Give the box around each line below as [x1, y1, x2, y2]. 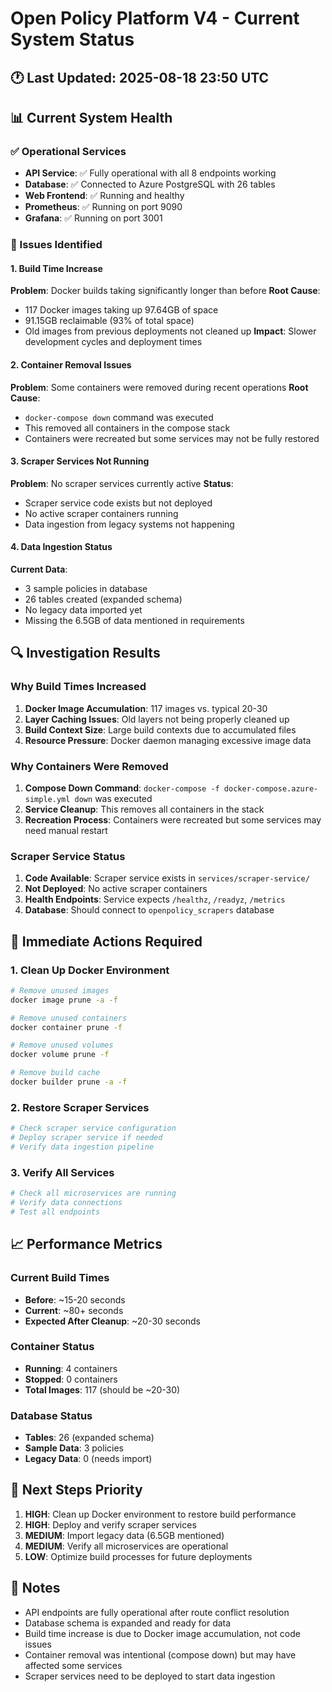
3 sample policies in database [24, 583, 148, 594]
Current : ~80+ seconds [24, 1304, 124, 1316]
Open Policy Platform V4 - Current [10, 7, 300, 30]
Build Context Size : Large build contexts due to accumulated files [24, 723, 297, 736]
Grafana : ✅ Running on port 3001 [24, 212, 163, 224]
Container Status [10, 1340, 95, 1354]
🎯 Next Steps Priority [10, 1482, 143, 1499]
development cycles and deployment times [24, 336, 203, 348]
